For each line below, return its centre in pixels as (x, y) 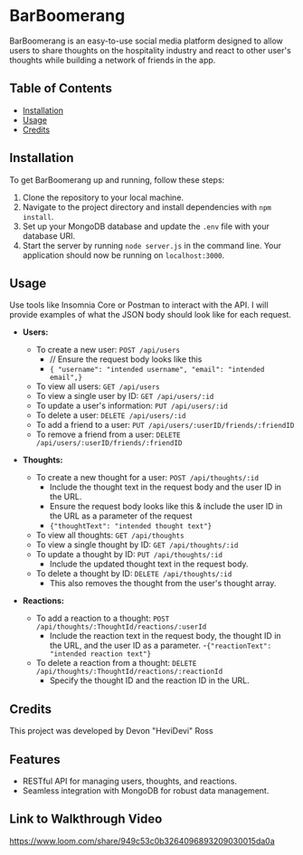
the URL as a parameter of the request (121, 516)
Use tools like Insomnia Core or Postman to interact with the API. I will (139, 305)
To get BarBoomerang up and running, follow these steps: (117, 180)
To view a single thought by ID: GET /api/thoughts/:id (137, 545)
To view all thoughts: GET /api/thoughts (110, 536)
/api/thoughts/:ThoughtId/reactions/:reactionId (129, 672)
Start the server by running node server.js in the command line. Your (152, 245)
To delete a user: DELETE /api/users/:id (111, 415)
